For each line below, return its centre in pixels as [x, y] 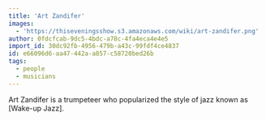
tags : [17, 62]
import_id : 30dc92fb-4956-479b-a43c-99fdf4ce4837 [94, 46]
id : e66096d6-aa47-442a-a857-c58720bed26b [81, 54]
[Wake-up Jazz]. [36, 108]
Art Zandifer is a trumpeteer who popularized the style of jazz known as [129, 99]
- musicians [36, 76]
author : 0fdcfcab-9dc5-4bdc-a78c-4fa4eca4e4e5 [88, 39]
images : [21, 24]
